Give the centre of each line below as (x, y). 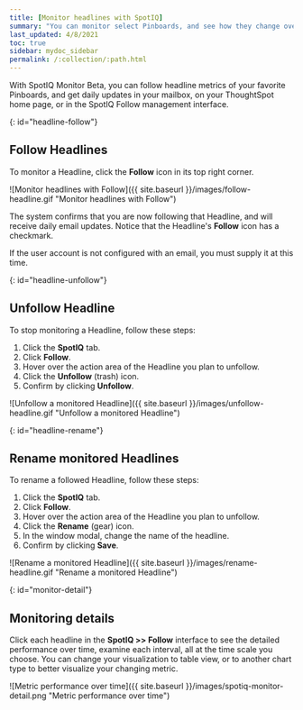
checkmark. (32, 235)
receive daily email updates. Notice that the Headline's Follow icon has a (144, 225)
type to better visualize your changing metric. (94, 669)
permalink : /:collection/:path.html (78, 59)
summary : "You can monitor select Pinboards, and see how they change (145, 26)
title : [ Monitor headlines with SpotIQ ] (87, 18)
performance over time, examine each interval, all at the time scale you (141, 650)
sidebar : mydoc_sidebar (54, 51)
